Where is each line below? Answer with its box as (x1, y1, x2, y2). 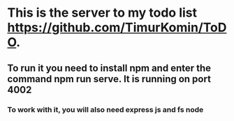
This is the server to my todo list (7, 5, 198, 21)
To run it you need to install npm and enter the (7, 62, 212, 74)
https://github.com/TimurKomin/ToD (7, 19, 227, 35)
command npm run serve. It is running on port (7, 73, 212, 85)
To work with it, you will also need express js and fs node (7, 104, 204, 114)
